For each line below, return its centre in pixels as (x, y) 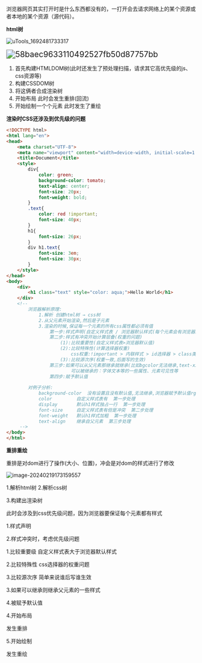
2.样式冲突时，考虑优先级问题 (43, 539)
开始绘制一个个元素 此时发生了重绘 (58, 106)
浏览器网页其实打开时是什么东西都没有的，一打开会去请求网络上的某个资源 (98, 9)
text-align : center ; (64, 186)
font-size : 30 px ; (60, 259)
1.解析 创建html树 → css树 (69, 315)
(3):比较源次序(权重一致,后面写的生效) (103, 360)
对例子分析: (40, 388)
